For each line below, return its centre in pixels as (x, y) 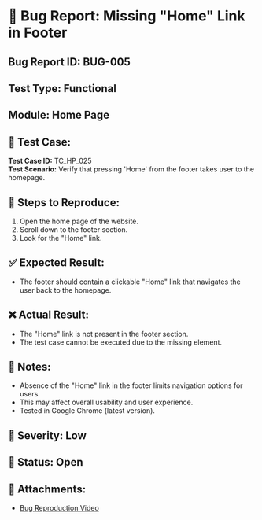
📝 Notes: (30, 367)
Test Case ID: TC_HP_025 (50, 161)
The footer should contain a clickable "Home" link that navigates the (130, 282)
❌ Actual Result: (48, 315)
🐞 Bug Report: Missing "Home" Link (127, 16)
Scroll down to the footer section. (74, 229)
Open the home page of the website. (79, 221)
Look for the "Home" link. (61, 238)
